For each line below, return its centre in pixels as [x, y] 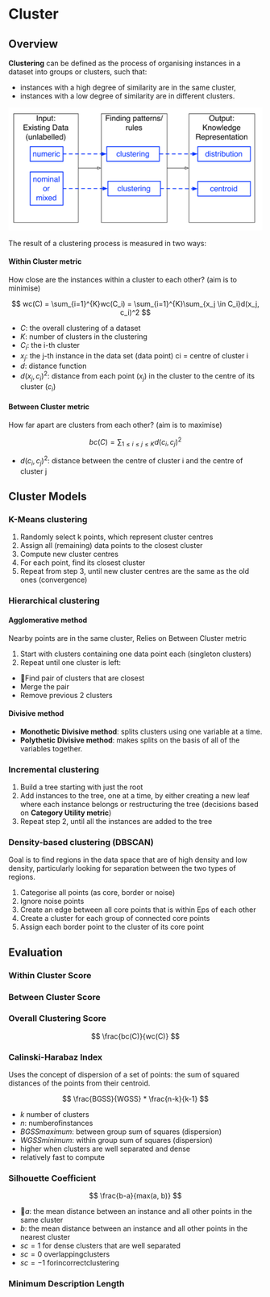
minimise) [25, 288]
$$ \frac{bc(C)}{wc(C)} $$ [135, 1036]
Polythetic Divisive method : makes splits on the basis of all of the [130, 740]
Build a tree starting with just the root [81, 787]
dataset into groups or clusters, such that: [78, 72]
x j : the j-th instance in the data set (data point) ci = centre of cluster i [134, 356]
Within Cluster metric [45, 261]
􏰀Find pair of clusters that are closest [82, 678]
